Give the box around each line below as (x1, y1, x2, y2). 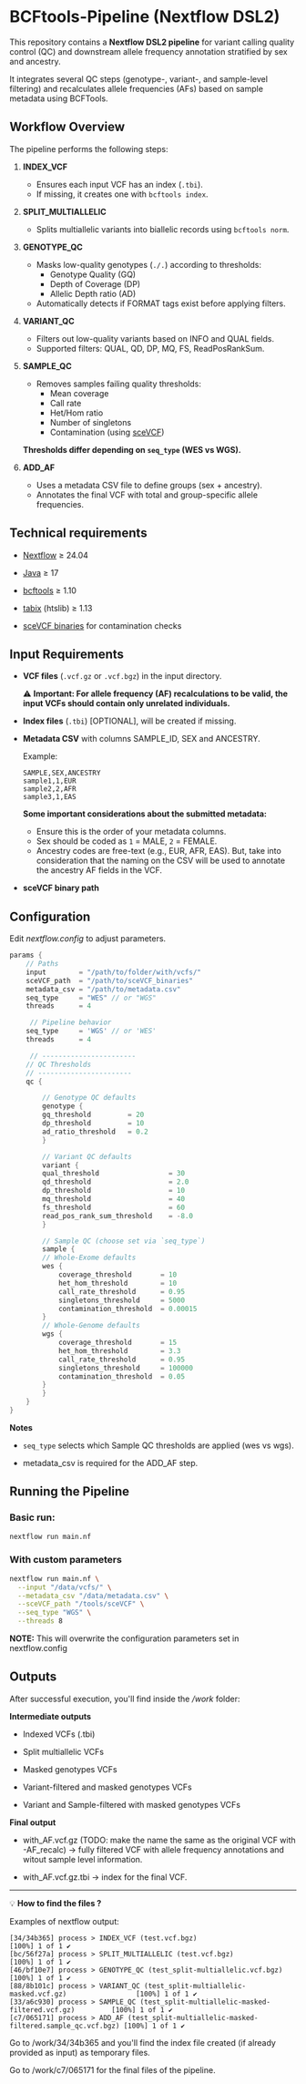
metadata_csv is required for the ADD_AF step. (22, 1457, 199, 1468)
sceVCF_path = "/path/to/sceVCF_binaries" (25, 976, 194, 985)
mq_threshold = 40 (42, 1195, 185, 1204)
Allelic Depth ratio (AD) (49, 288, 137, 299)
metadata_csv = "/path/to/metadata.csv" (25, 984, 181, 994)
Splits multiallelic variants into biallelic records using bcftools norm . (36, 223, 290, 234)
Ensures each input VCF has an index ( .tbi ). (36, 179, 203, 190)
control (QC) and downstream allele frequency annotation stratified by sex (9, 46, 289, 56)
